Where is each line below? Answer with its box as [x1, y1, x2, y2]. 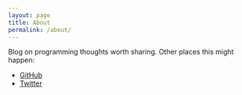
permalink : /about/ [8, 26, 72, 33]
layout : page [8, 11, 51, 19]
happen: [8, 55, 35, 65]
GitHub [19, 71, 43, 80]
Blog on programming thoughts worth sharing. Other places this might [8, 47, 234, 57]
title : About [8, 19, 51, 26]
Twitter [19, 79, 43, 88]
